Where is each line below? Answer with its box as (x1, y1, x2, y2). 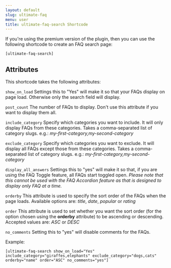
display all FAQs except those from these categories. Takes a (5, 146, 134, 152)
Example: (5, 239, 25, 245)
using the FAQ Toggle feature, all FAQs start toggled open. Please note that (5, 172, 164, 178)
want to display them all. (5, 110, 57, 116)
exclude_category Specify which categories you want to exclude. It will (5, 140, 155, 147)
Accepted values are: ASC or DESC (5, 219, 80, 225)
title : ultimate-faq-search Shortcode (5, 22, 88, 27)
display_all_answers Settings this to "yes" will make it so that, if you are (5, 167, 158, 173)
